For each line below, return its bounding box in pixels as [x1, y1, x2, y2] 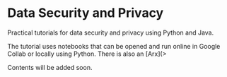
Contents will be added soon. [7, 63, 93, 71]
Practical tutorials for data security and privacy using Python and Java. [7, 28, 214, 37]
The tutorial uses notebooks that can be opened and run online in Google [7, 42, 221, 50]
